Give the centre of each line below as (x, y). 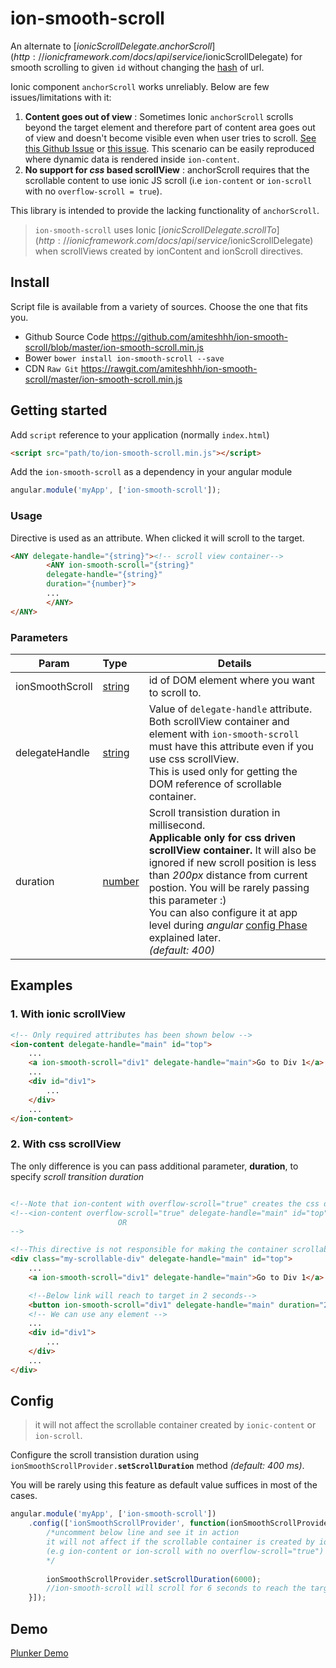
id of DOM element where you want (231, 680)
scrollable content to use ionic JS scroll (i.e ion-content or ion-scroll (168, 180)
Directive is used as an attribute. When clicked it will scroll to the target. (157, 538)
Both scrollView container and (219, 722)
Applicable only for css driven (222, 838)
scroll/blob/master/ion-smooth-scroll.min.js (114, 347)
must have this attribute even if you (231, 747)
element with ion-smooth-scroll (224, 734)
